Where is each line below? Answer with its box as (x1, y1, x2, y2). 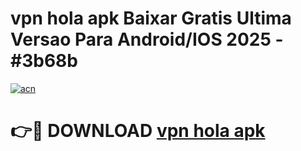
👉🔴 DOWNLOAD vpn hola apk (10, 120, 266, 142)
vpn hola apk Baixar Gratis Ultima (10, 7, 292, 30)
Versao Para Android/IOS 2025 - (10, 28, 284, 51)
